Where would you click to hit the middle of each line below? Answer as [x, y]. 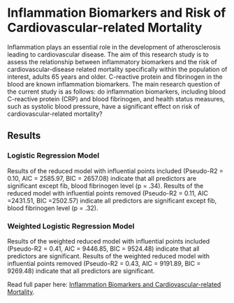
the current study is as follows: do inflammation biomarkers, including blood [116, 91]
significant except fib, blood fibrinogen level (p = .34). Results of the [105, 186]
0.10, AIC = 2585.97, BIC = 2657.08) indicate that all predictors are [102, 178]
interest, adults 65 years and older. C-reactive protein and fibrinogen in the [115, 76]
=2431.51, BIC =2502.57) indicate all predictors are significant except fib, [112, 200]
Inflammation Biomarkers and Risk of [117, 13]
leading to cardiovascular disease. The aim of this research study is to [108, 54]
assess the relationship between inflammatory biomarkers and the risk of [112, 61]
